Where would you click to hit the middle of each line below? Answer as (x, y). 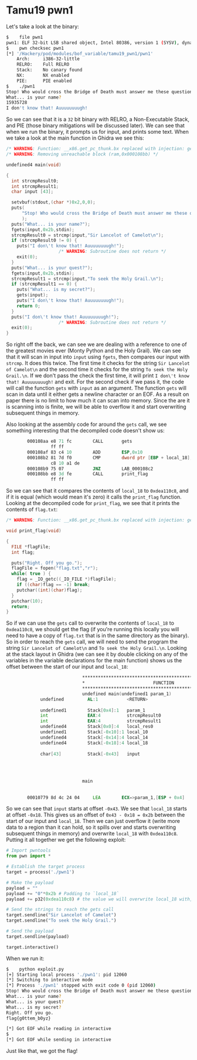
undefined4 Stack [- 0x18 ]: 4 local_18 (94, 743)
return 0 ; (29, 306)
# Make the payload (30, 883)
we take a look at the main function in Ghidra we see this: (75, 138)
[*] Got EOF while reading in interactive (59, 1029)
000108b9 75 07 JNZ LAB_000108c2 (90, 469)
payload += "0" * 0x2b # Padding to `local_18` (62, 893)
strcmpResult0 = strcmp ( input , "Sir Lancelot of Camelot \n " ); (88, 235)
